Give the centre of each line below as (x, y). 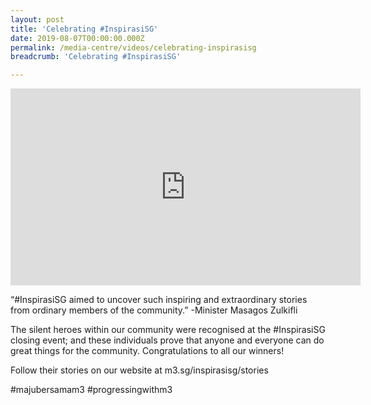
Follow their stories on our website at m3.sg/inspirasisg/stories (139, 370)
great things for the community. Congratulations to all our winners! (147, 351)
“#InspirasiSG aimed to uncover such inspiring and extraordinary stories (159, 300)
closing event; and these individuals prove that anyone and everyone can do (167, 340)
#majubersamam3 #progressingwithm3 (91, 390)
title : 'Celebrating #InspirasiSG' (84, 29)
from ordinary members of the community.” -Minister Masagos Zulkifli (154, 310)
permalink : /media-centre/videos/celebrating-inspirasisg (133, 47)
